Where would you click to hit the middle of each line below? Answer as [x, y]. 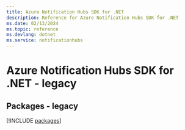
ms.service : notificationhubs [45, 40]
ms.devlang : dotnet [31, 35]
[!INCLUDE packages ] [34, 121]
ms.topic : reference [33, 29]
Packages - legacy [42, 106]
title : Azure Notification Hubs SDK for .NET [65, 12]
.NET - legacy [42, 84]
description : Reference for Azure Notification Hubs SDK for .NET [92, 18]
